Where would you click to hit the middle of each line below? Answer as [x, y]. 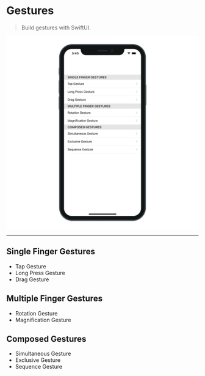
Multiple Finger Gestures [54, 299]
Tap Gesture [31, 266]
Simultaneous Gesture [43, 354]
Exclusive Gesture [38, 360]
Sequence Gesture [39, 367]
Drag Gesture [32, 279]
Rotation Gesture [36, 313]
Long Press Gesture [40, 273]
